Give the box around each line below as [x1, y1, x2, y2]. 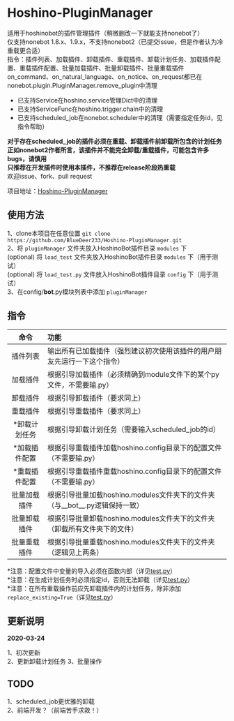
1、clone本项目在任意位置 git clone [7, 229, 111, 237]
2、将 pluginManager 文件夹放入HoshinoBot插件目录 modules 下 [7, 244, 187, 252]
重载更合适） [7, 46, 44, 54]
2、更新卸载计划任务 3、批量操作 [7, 657, 102, 666]
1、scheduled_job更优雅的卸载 [7, 697, 95, 706]
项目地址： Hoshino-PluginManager [7, 186, 108, 195]
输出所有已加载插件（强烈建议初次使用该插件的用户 [47, 345, 215, 355]
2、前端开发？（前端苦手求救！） [7, 706, 103, 715]
